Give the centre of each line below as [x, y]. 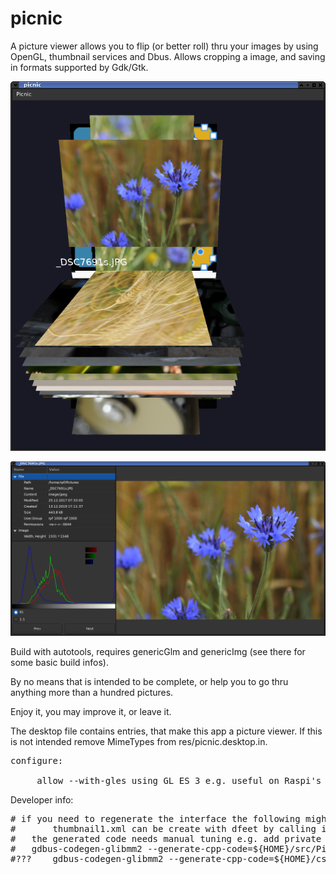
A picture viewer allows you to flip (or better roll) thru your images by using [164, 46]
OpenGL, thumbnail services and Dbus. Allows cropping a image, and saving [168, 56]
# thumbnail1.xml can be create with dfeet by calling [163, 828]
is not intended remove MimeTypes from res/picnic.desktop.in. [139, 741]
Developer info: [42, 799]
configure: [37, 760]
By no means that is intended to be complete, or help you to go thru [149, 681]
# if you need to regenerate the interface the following [155, 818]
